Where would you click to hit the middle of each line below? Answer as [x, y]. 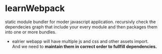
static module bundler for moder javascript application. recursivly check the [81, 22]
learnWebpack [35, 8]
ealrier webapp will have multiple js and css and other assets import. [80, 41]
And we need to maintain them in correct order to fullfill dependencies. [84, 46]
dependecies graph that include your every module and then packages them [81, 27]
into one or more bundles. [31, 32]
